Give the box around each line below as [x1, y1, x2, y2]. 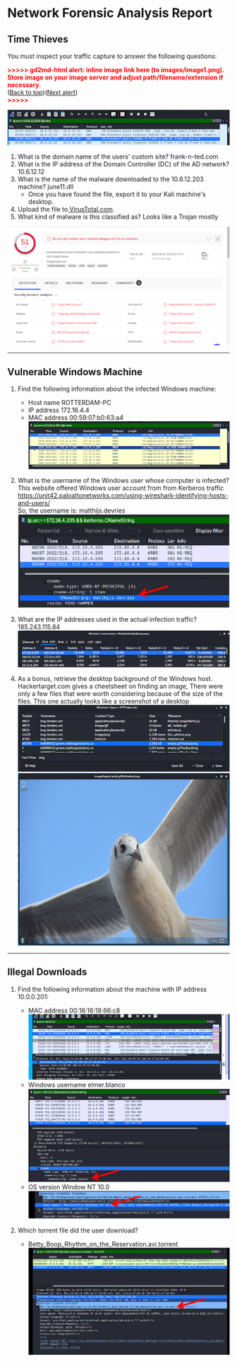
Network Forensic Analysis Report [7, 5, 213, 21]
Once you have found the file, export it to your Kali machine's [28, 190, 206, 198]
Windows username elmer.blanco [28, 1080, 126, 1089]
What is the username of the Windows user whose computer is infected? [17, 476, 229, 485]
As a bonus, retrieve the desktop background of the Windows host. [17, 674, 213, 682]
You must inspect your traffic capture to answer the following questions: [7, 52, 217, 60]
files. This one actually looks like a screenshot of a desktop [17, 697, 190, 705]
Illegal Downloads [7, 966, 87, 978]
